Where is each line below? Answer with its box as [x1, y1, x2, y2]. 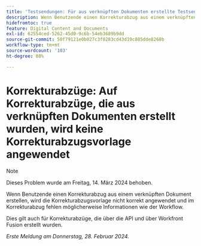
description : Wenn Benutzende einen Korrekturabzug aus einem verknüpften [6, 14, 197, 20]
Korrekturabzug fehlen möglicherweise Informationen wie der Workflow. [6, 203, 184, 210]
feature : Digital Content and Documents [6, 25, 109, 32]
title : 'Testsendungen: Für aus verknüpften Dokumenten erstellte [6, 8, 175, 15]
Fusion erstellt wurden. [6, 221, 63, 228]
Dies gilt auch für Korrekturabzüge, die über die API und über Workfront [6, 214, 184, 222]
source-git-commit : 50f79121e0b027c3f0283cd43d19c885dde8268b [6, 36, 165, 42]
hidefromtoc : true [6, 20, 52, 26]
